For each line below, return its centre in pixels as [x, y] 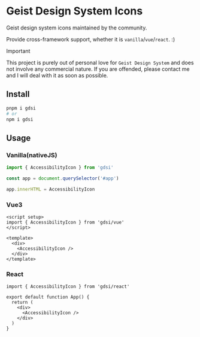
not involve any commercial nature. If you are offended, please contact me [98, 69]
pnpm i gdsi [21, 108]
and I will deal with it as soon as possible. [57, 75]
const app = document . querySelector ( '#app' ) [63, 178]
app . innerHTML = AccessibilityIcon [51, 189]
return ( [22, 302]
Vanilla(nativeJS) [32, 155]
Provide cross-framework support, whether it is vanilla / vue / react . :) [91, 39]
